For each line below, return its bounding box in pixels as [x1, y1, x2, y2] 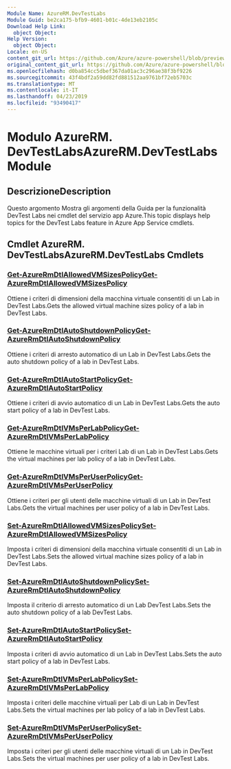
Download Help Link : [7, 23, 67, 30]
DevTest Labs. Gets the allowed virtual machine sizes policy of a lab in [7, 301, 204, 310]
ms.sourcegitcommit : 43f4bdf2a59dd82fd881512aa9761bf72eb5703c [7, 74, 192, 81]
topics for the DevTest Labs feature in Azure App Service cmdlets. [7, 218, 195, 227]
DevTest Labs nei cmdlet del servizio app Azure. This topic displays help [7, 211, 211, 219]
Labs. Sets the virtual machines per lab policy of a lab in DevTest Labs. [7, 706, 206, 714]
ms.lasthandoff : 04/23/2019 [7, 94, 88, 100]
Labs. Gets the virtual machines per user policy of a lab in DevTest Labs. [7, 503, 210, 512]
